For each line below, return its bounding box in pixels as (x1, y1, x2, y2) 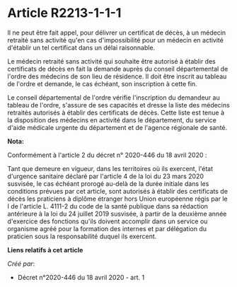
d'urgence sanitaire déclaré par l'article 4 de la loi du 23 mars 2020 (7, 172, 204, 180)
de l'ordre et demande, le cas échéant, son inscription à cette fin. (7, 79, 197, 88)
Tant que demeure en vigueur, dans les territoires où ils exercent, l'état (7, 164, 214, 172)
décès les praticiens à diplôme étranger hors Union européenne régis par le (7, 194, 228, 203)
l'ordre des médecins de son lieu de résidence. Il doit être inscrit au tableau (7, 72, 227, 81)
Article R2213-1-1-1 (7, 5, 122, 21)
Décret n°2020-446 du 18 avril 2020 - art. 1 (17, 273, 145, 281)
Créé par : (7, 259, 35, 268)
